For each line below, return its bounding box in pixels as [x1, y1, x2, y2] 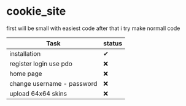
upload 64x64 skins [9, 89, 68, 97]
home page [9, 69, 42, 78]
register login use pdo [9, 59, 72, 68]
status [103, 39, 123, 47]
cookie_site [6, 4, 66, 18]
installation [9, 49, 41, 58]
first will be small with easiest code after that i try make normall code [6, 25, 180, 32]
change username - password [9, 79, 98, 88]
